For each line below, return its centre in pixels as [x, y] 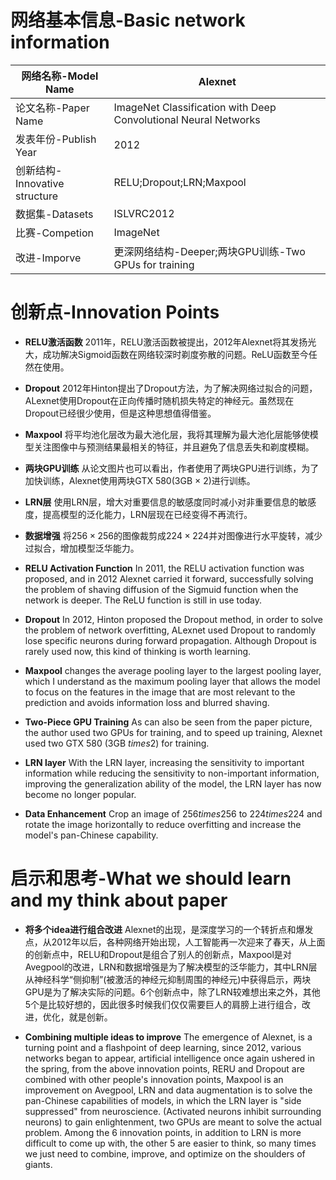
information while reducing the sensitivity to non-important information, [172, 773]
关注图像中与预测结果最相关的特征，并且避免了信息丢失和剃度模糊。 [174, 447]
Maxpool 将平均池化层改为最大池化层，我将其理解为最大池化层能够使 [167, 434]
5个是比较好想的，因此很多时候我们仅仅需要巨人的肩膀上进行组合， [163, 1004]
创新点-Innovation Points [115, 312]
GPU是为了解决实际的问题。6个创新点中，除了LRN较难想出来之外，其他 [172, 992]
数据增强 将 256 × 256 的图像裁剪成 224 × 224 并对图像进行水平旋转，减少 [173, 535]
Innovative [40, 183]
